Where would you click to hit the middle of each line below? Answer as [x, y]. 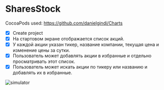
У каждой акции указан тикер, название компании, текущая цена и [86, 44]
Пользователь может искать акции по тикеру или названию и [80, 67]
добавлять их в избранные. [42, 73]
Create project [28, 33]
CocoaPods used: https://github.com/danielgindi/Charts [64, 23]
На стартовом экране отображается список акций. [69, 39]
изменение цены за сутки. [41, 50]
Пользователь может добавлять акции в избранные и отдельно [82, 56]
